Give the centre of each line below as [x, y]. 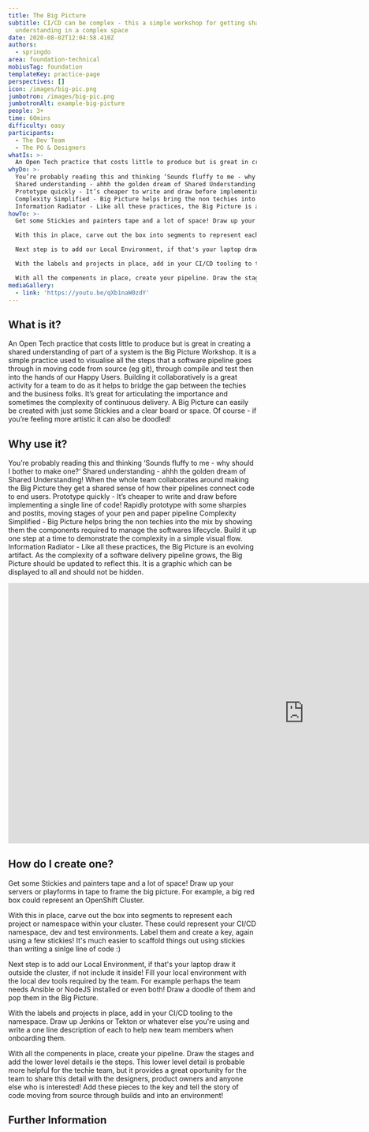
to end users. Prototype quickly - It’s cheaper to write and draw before [123, 497]
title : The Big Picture [47, 15]
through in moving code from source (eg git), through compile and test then [131, 369]
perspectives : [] [37, 81]
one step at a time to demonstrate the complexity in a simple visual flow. [125, 538]
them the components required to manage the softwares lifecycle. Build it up [132, 530]
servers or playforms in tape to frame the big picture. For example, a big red [131, 891]
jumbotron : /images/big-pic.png [61, 96]
